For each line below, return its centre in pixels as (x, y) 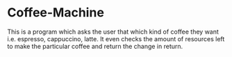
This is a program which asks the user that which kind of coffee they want (113, 32)
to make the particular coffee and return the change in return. (95, 46)
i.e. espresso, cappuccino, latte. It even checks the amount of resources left (116, 38)
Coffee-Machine (56, 13)
